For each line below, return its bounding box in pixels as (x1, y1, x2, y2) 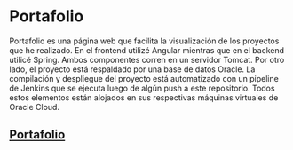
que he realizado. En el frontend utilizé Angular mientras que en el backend (9, 44, 285, 55)
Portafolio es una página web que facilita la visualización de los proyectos (9, 36, 280, 46)
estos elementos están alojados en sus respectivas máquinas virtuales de (9, 91, 279, 103)
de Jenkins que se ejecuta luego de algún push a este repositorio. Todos (9, 83, 275, 93)
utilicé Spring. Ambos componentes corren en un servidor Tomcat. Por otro (9, 54, 285, 65)
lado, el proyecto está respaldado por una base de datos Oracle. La (9, 64, 256, 75)
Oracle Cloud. (9, 101, 60, 112)
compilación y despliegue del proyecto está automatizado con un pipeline (9, 73, 280, 83)
